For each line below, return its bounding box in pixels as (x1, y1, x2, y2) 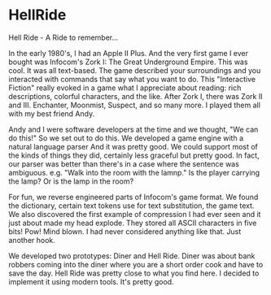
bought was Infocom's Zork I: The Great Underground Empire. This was (8, 57, 248, 67)
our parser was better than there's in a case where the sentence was (8, 158, 240, 168)
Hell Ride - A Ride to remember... (8, 33, 119, 42)
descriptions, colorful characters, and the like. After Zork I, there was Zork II (8, 91, 263, 101)
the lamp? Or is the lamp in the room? (8, 176, 134, 186)
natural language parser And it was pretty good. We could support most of (8, 141, 259, 151)
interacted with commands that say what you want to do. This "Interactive (8, 74, 256, 84)
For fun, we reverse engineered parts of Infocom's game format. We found (8, 192, 259, 202)
